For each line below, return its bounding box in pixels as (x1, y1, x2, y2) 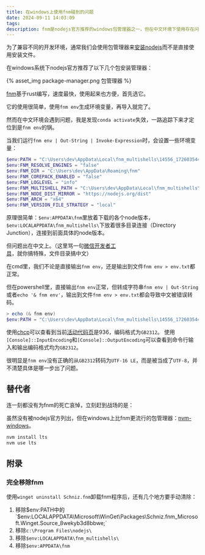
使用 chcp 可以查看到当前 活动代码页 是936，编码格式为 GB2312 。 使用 (6, 328, 175, 336)
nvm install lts (6, 434, 48, 440)
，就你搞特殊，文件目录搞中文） (12, 250, 92, 257)
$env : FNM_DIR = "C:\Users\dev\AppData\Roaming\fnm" (6, 168, 140, 174)
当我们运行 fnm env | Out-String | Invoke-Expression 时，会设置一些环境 (6, 137, 191, 144)
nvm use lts (6, 439, 37, 446)
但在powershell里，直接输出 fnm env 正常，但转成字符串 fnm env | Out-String (6, 284, 199, 291)
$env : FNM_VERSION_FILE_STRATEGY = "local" (6, 202, 116, 208)
